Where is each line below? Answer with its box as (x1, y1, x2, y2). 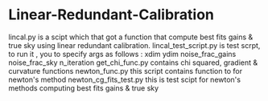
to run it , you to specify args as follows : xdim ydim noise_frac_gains (8, 49, 237, 59)
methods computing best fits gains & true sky (8, 83, 159, 93)
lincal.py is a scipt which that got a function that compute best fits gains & (8, 32, 254, 42)
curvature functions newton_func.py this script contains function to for (8, 66, 243, 75)
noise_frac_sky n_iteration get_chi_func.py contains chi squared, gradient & (8, 58, 258, 67)
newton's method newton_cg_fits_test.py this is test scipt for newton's (8, 75, 241, 84)
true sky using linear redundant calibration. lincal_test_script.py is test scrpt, (8, 40, 261, 50)
